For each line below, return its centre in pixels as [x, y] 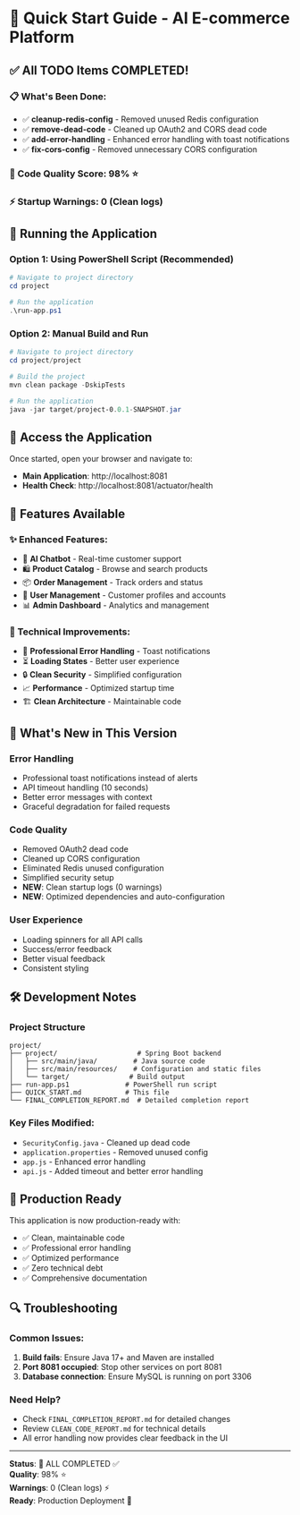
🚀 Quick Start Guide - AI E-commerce [150, 18]
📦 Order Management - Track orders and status [112, 582]
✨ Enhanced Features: [59, 539]
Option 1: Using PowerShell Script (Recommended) [121, 260]
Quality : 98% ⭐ [38, 1475]
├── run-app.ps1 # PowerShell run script [113, 1085]
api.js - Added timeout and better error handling [112, 1170]
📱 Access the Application [81, 437]
